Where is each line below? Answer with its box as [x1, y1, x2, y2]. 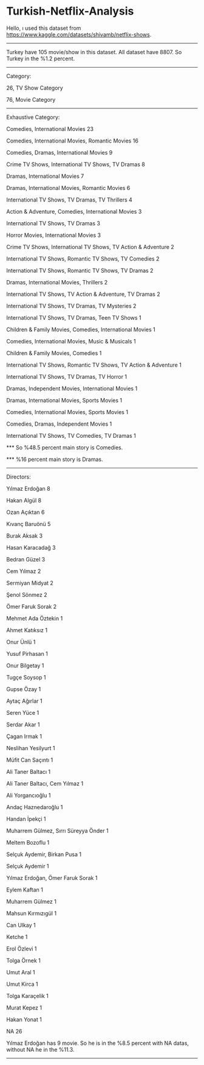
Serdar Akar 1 [6, 720, 40, 728]
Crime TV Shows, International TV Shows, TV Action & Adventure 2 [6, 243, 174, 250]
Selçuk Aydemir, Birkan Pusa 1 [6, 851, 82, 858]
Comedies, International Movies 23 [6, 125, 94, 132]
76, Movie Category [6, 96, 56, 103]
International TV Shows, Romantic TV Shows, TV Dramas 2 [6, 267, 154, 274]
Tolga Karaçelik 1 [6, 992, 49, 999]
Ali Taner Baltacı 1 [6, 768, 51, 775]
